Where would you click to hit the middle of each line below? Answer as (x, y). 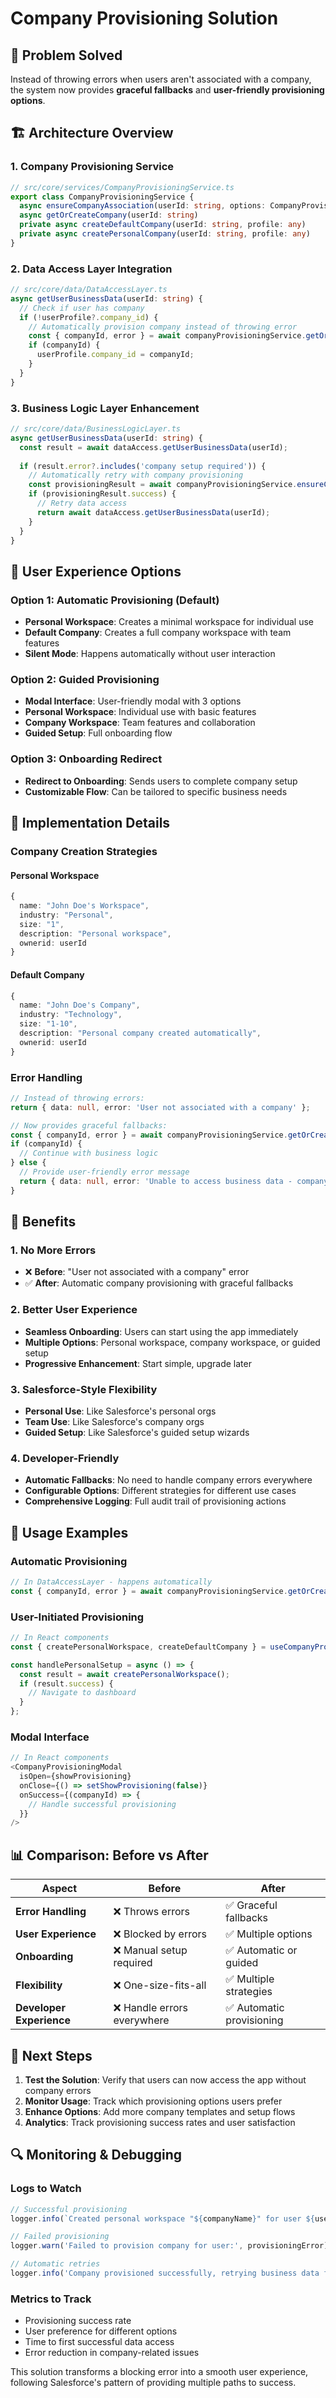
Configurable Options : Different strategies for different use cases (160, 1491)
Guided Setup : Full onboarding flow (98, 733)
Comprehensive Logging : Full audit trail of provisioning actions (155, 1501)
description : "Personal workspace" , (95, 933)
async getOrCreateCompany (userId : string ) (109, 215)
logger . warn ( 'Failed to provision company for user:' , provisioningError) (169, 2246)
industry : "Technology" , (71, 1015)
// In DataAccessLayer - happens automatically (111, 1582)
